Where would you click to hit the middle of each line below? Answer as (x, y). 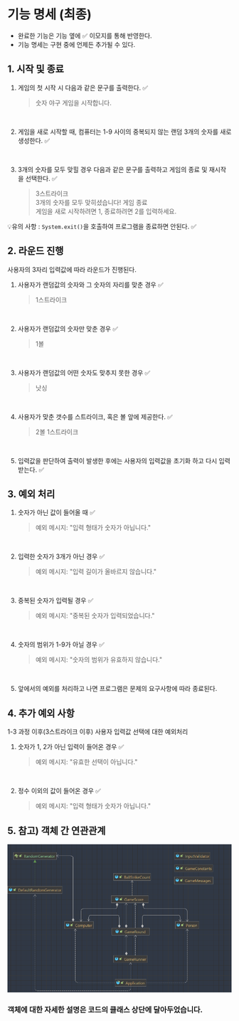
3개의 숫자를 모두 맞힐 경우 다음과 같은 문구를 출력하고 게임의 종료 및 (112, 169)
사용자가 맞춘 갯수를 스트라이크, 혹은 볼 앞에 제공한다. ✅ (95, 416)
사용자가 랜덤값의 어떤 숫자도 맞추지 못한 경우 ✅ (84, 372)
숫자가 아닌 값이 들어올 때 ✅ (57, 512)
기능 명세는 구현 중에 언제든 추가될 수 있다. (76, 44)
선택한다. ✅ (41, 178)
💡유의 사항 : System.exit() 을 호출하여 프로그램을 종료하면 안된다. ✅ (102, 226)
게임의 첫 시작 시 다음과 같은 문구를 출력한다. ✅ (83, 88)
